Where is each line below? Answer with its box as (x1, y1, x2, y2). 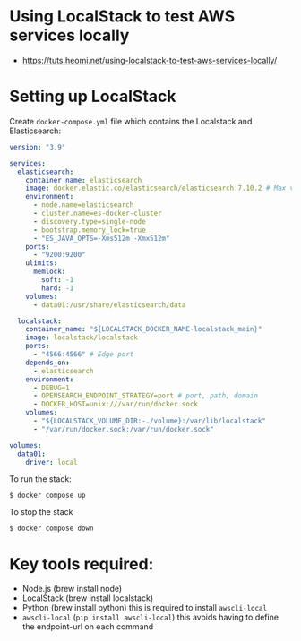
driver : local (25, 457, 78, 466)
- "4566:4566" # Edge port (32, 350, 134, 359)
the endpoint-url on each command (21, 621, 154, 632)
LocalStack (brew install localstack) (21, 593, 154, 603)
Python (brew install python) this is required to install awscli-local (21, 603, 267, 613)
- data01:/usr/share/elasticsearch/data (32, 300, 186, 310)
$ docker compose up (9, 491, 87, 500)
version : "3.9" (9, 142, 66, 151)
